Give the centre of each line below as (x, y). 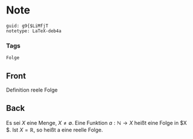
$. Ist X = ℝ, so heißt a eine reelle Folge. (55, 130)
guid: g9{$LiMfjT (27, 26)
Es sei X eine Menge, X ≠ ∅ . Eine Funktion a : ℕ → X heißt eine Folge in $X (97, 123)
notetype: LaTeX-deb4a (34, 31)
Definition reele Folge (32, 90)
